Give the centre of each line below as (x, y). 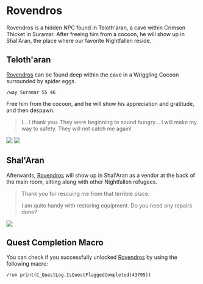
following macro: (27, 264)
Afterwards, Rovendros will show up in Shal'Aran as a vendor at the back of (101, 175)
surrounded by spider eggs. (41, 81)
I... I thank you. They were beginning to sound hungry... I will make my (109, 122)
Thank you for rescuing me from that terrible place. (85, 193)
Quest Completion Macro (55, 242)
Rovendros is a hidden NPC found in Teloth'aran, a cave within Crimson (96, 28)
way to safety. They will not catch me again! (77, 129)
